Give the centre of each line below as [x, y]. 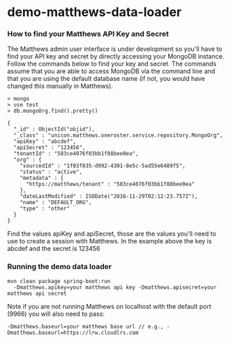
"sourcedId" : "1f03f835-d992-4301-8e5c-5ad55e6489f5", [103, 166]
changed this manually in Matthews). [60, 86]
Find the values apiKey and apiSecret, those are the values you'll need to [112, 234]
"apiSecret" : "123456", [50, 148]
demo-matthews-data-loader [95, 12]
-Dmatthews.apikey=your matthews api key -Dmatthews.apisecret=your [115, 287]
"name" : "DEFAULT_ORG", [56, 203]
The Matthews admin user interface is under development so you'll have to [115, 49]
